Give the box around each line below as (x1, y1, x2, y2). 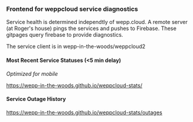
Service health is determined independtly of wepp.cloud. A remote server (6, 19, 188, 26)
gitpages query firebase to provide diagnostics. (6, 31, 123, 38)
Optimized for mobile (6, 70, 58, 77)
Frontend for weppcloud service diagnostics (6, 5, 138, 13)
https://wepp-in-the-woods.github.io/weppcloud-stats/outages (6, 109, 163, 116)
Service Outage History (6, 96, 66, 103)
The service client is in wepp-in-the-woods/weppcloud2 (6, 43, 146, 50)
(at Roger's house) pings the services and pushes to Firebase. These (6, 25, 177, 32)
